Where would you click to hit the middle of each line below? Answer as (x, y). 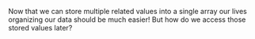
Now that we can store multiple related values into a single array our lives (128, 11)
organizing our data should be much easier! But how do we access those (127, 19)
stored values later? (40, 28)
